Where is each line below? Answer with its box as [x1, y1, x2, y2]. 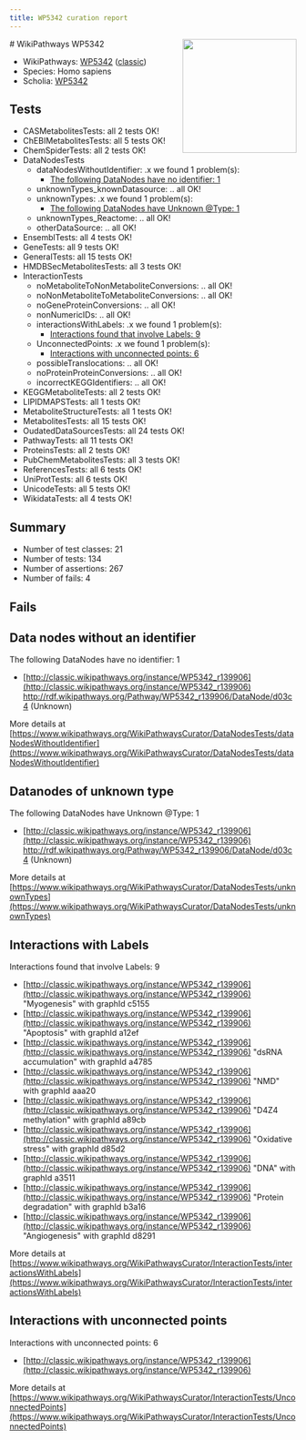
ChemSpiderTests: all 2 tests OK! [22, 145, 147, 156]
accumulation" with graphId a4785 [22, 1057, 153, 1068]
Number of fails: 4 [22, 573, 91, 583]
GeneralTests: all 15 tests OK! [22, 251, 133, 262]
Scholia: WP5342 [22, 75, 88, 86]
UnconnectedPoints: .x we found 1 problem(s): [36, 339, 211, 350]
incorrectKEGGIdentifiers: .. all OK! [36, 377, 167, 388]
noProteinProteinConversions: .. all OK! [36, 368, 182, 379]
